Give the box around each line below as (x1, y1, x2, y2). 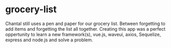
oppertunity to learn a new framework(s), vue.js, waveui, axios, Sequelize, (5, 31, 161, 37)
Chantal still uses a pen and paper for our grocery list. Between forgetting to (5, 20, 166, 27)
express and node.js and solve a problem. (5, 37, 93, 43)
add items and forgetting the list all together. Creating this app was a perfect (5, 26, 166, 32)
